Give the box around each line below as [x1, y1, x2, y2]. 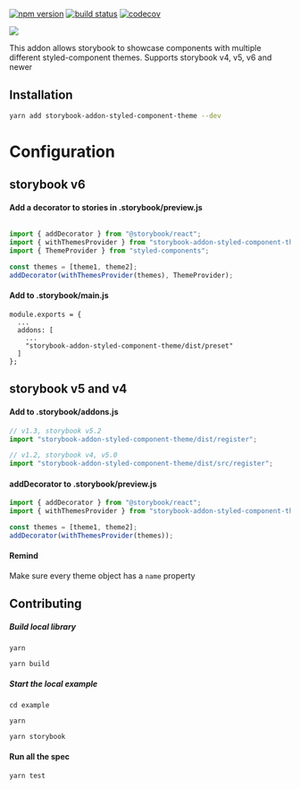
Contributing [9, 596, 82, 612]
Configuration [9, 142, 116, 161]
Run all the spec [9, 750, 70, 761]
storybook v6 [9, 177, 87, 193]
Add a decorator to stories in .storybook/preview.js [9, 202, 203, 212]
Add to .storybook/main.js [9, 290, 109, 301]
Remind [9, 551, 38, 562]
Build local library [9, 622, 77, 632]
